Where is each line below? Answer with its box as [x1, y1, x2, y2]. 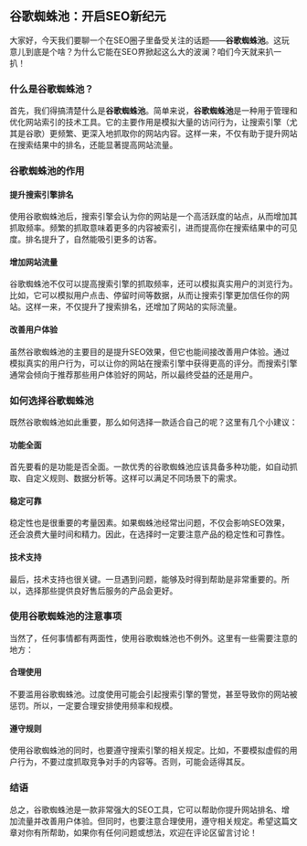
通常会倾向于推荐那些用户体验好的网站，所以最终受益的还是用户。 [9, 369, 258, 380]
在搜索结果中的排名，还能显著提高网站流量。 [9, 140, 178, 151]
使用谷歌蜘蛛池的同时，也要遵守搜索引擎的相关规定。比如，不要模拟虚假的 [9, 744, 290, 756]
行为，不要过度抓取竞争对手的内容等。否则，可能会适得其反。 [16, 756, 249, 767]
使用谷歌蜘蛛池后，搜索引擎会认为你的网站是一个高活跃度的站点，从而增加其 [9, 211, 298, 222]
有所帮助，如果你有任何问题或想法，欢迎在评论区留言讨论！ [33, 827, 258, 838]
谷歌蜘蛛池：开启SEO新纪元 [9, 8, 166, 25]
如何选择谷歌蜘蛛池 [9, 394, 94, 407]
